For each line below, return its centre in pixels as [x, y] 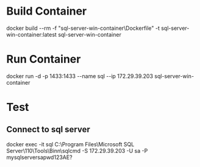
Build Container [47, 11]
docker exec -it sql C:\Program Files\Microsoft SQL [70, 144]
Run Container [44, 59]
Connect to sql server [48, 130]
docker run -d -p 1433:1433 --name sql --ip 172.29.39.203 [80, 76]
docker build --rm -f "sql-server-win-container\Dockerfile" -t [83, 28]
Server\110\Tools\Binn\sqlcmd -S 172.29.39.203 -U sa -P [77, 151]
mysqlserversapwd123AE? [39, 157]
